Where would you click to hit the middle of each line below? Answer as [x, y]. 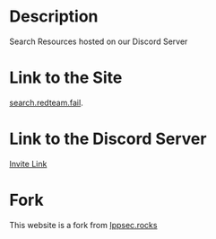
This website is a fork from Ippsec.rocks [83, 225]
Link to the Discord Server [108, 139]
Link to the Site [66, 78]
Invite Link [28, 164]
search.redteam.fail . [46, 102]
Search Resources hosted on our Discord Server [99, 41]
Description [54, 17]
